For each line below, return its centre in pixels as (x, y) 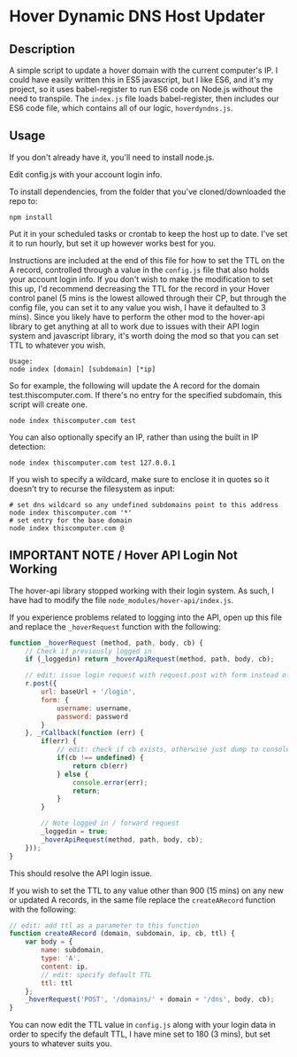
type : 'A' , (61, 959)
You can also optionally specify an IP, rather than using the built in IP (134, 437)
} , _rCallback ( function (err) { (84, 733)
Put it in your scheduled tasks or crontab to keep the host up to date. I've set (148, 233)
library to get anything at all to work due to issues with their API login (134, 326)
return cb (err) (100, 766)
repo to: (23, 200)
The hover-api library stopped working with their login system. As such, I (141, 591)
